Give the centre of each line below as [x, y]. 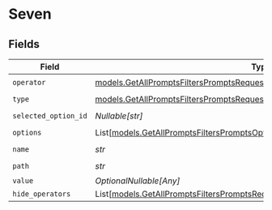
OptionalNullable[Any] [138, 181]
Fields [24, 44]
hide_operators [42, 194]
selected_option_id [50, 116]
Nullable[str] [119, 116]
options [27, 132]
